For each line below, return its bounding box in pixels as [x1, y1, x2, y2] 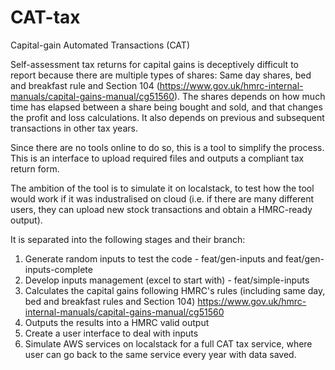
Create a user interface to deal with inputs [24, 327, 199, 339]
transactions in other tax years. [10, 122, 138, 134]
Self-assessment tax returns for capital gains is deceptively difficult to [10, 58, 299, 70]
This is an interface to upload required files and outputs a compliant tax [10, 152, 305, 164]
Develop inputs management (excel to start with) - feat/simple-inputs [24, 274, 310, 286]
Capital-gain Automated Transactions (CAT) [10, 39, 190, 51]
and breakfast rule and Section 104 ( [10, 79, 160, 91]
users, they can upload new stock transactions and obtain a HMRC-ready [10, 203, 313, 215]
